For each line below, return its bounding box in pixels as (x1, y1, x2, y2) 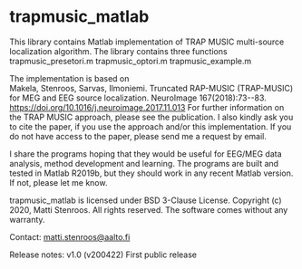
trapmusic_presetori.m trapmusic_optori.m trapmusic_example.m (9, 55, 252, 66)
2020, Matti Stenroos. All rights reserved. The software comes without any (9, 204, 288, 215)
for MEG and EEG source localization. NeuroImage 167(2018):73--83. (9, 92, 268, 103)
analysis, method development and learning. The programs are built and (9, 158, 279, 168)
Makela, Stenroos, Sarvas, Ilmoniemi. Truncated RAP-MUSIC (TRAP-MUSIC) (9, 82, 294, 93)
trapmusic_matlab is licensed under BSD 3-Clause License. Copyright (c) (9, 195, 283, 206)
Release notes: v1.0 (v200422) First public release (9, 249, 198, 260)
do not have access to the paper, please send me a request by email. (9, 130, 268, 141)
